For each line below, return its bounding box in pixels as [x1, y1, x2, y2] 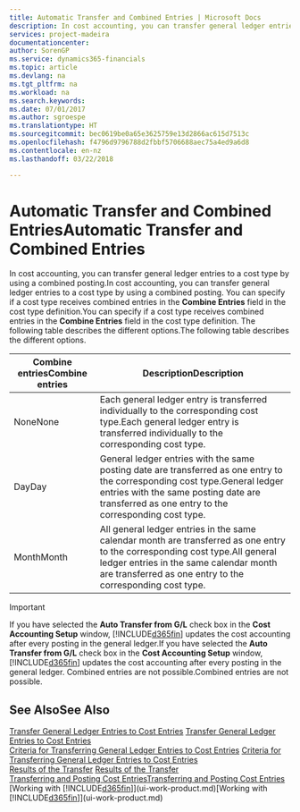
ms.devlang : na [9, 72, 66, 80]
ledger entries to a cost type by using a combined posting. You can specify [9, 287, 286, 298]
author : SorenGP [9, 47, 70, 55]
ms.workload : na [9, 88, 70, 97]
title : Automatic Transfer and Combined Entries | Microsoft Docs [9, 13, 262, 22]
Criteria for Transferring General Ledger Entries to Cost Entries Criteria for [9, 745, 281, 756]
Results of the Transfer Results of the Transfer [9, 764, 179, 774]
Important [9, 602, 46, 613]
